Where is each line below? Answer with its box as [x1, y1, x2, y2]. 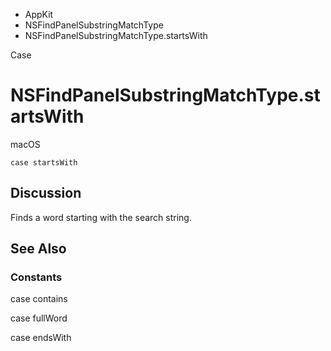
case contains [10, 293, 68, 305]
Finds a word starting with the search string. [10, 211, 192, 223]
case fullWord [10, 312, 68, 324]
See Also [10, 240, 67, 258]
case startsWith [10, 157, 78, 168]
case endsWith [10, 332, 72, 344]
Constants [10, 270, 63, 284]
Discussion [10, 185, 82, 202]
